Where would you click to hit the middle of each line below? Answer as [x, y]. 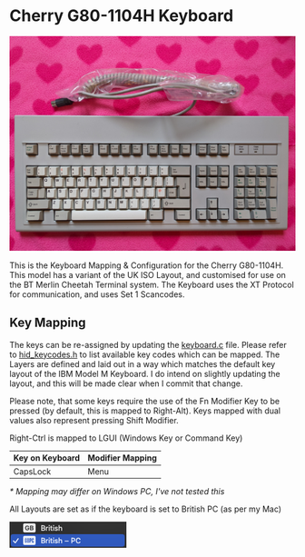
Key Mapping [48, 323]
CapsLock [32, 471]
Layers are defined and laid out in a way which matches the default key [143, 363]
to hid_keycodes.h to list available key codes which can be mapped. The [145, 354]
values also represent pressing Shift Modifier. [94, 420]
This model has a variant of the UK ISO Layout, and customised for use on [148, 274]
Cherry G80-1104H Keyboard [122, 16]
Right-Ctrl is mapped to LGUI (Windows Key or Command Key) [126, 438]
